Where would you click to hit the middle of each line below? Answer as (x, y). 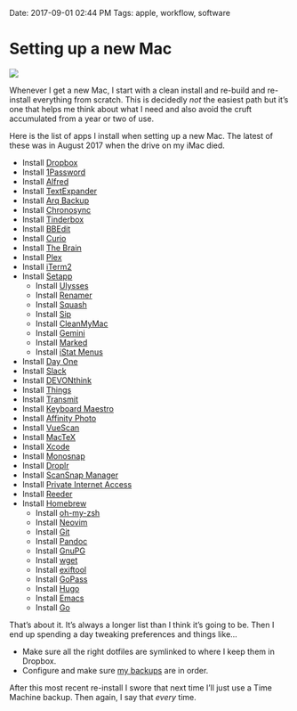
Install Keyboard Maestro (68, 408)
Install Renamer (64, 295)
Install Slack (44, 371)
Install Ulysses (62, 285)
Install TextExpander (60, 191)
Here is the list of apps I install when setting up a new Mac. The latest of (141, 135)
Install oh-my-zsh (68, 512)
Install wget (56, 560)
